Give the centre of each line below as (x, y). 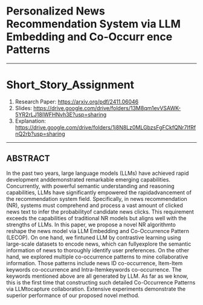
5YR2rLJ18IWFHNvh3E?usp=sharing (61, 114)
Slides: (23, 108)
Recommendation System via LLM (94, 24)
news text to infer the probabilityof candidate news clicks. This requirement (100, 212)
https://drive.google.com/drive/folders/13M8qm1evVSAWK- (107, 108)
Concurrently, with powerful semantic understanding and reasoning (90, 186)
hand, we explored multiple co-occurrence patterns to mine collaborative (97, 257)
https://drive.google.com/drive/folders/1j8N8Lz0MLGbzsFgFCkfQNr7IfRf (105, 127)
